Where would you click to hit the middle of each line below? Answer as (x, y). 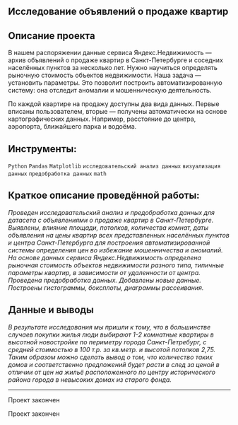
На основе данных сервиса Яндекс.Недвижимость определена (105, 257)
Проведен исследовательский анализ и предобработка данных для (111, 212)
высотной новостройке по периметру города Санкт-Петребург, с (107, 342)
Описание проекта (52, 36)
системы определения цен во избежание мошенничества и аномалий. (115, 250)
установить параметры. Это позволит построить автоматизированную (115, 83)
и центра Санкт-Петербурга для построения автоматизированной (109, 243)
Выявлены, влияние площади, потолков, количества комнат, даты (108, 227)
